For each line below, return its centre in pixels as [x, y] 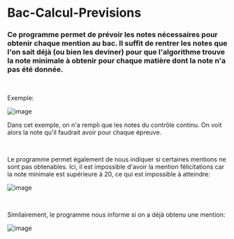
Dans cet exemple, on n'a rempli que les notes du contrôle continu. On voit [115, 125]
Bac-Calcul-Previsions [74, 13]
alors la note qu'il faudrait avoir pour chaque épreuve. [85, 132]
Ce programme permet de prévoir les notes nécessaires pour [112, 35]
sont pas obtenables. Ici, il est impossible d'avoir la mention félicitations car [116, 167]
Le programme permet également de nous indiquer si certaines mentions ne [117, 160]
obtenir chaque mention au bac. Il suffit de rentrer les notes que [117, 43]
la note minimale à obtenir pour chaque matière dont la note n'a [117, 61]
